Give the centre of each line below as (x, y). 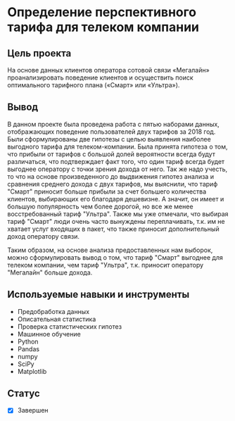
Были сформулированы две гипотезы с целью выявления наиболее (109, 139)
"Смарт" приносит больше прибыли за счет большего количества (107, 191)
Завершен (33, 410)
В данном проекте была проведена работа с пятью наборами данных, (113, 124)
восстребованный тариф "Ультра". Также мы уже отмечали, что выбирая (118, 214)
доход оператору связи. (43, 236)
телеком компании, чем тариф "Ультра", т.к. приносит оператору (106, 265)
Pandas (28, 348)
